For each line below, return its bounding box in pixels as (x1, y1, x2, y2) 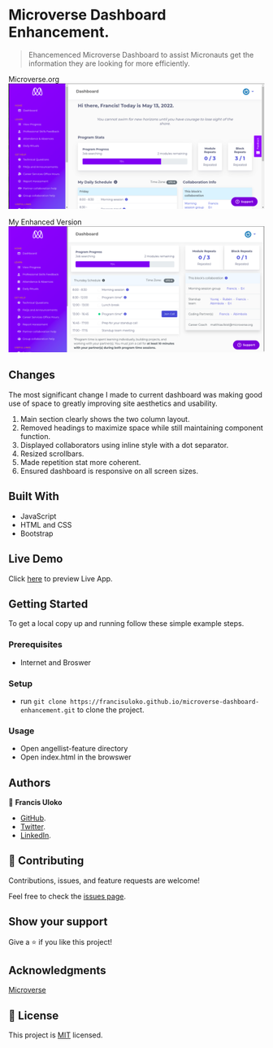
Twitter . (19, 822, 46, 832)
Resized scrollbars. (19, 449, 84, 459)
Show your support (8, 915, 108, 928)
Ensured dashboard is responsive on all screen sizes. (19, 466, 199, 476)
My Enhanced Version (8, 217, 83, 227)
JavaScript (19, 511, 57, 521)
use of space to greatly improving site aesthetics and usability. (8, 398, 218, 408)
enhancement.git (19, 706, 76, 715)
